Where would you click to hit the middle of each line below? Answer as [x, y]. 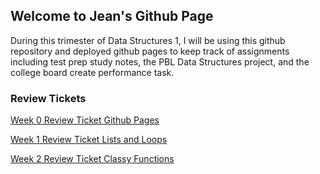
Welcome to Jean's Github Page [112, 16]
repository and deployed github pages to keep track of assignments [150, 51]
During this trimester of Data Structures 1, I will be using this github [148, 40]
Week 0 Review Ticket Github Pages [85, 120]
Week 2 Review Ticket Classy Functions [92, 159]
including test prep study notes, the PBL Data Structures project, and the [160, 61]
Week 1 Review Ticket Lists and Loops [89, 140]
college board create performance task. [92, 72]
